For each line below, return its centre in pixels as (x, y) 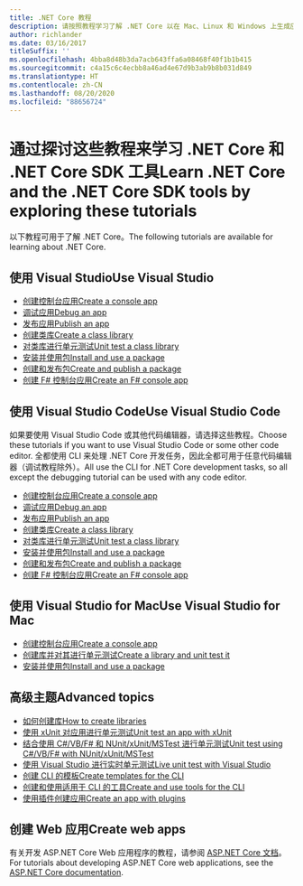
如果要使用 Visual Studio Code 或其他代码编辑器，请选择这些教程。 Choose (148, 434)
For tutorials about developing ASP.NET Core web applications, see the (141, 863)
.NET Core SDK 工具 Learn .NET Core (147, 172)
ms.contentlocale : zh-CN (56, 85)
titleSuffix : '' (40, 51)
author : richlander (46, 34)
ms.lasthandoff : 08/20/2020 (62, 93)
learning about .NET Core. (58, 247)
